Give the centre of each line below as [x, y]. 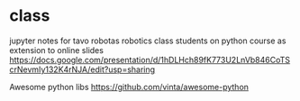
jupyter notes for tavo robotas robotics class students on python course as [148, 41]
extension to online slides [56, 50]
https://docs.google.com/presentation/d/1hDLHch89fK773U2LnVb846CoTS [150, 60]
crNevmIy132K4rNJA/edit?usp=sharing [82, 69]
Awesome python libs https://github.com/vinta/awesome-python [129, 87]
